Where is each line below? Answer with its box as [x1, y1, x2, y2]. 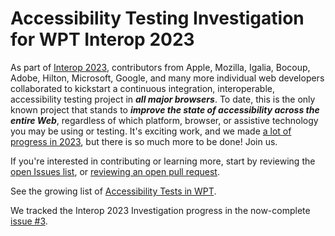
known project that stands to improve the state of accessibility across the [10, 103, 320, 116]
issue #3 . [10, 215, 48, 227]
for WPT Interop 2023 [10, 28, 195, 51]
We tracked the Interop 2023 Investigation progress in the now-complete [10, 204, 311, 216]
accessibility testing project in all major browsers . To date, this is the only [10, 93, 316, 105]
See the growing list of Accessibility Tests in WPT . [10, 185, 217, 197]
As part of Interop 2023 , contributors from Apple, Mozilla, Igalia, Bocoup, [10, 61, 311, 73]
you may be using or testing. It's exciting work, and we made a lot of [10, 125, 292, 137]
